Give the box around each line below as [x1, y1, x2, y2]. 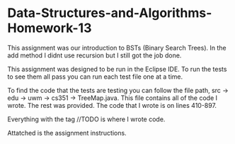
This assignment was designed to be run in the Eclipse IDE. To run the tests [7, 65, 227, 73]
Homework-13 [7, 20, 92, 36]
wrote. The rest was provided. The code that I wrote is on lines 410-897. [7, 101, 217, 109]
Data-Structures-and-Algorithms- [7, 5, 212, 21]
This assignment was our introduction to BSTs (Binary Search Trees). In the [7, 43, 227, 52]
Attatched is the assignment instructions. [7, 128, 127, 137]
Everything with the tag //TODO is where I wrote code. [7, 115, 166, 123]
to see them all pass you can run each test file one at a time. [7, 72, 183, 81]
